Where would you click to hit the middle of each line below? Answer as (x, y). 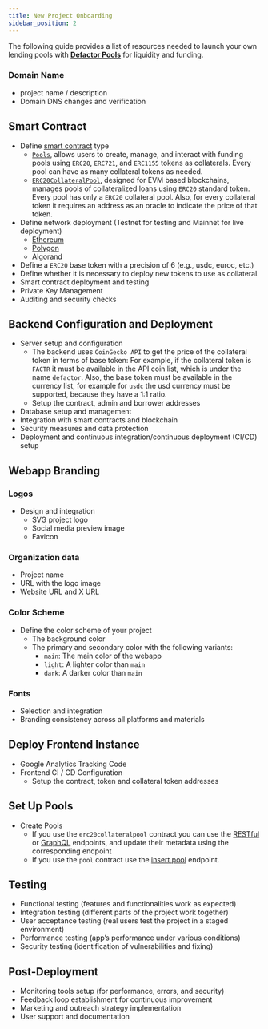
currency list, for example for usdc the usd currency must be (131, 386)
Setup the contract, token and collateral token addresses (125, 781)
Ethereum (48, 239)
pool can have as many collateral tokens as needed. (117, 171)
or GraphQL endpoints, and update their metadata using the (130, 842)
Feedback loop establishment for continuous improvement (116, 999)
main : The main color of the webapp (103, 656)
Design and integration (57, 511)
